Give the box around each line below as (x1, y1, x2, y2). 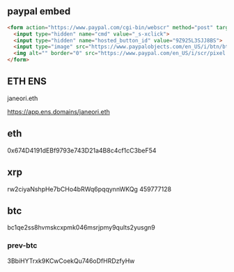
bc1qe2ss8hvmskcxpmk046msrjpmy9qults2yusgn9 (7, 223, 155, 232)
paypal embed (7, 6, 71, 17)
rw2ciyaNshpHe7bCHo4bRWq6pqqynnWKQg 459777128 (7, 184, 172, 193)
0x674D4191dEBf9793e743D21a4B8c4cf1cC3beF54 (7, 146, 157, 154)
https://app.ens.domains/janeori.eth (7, 107, 110, 115)
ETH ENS (7, 76, 47, 88)
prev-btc (7, 241, 38, 250)
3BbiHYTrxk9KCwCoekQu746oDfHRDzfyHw (7, 257, 135, 265)
